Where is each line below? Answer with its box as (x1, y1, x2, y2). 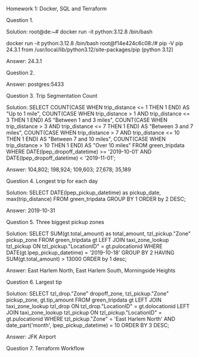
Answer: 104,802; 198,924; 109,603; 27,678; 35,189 (6, 166, 131, 173)
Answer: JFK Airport (6, 333, 57, 340)
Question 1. (6, 17, 34, 23)
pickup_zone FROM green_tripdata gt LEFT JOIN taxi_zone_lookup (6, 237, 169, 243)
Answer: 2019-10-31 (6, 207, 55, 214)
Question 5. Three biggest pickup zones (6, 219, 105, 225)
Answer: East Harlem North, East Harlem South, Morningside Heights (6, 267, 176, 274)
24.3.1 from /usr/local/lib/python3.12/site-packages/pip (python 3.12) (6, 46, 174, 53)
